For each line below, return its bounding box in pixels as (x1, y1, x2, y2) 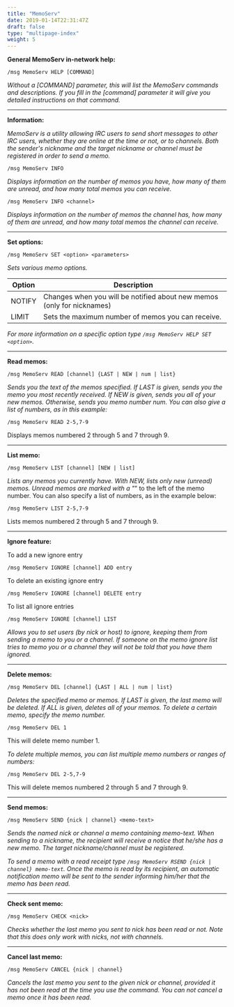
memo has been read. (7, 879, 71, 888)
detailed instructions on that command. (7, 96, 120, 105)
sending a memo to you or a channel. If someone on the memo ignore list (7, 635, 218, 644)
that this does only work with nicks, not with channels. (7, 932, 164, 941)
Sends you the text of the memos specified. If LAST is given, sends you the (7, 383, 223, 391)
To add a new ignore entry (7, 551, 83, 559)
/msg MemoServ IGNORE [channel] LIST (7, 616, 117, 623)
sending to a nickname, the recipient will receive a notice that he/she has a (7, 836, 224, 845)
